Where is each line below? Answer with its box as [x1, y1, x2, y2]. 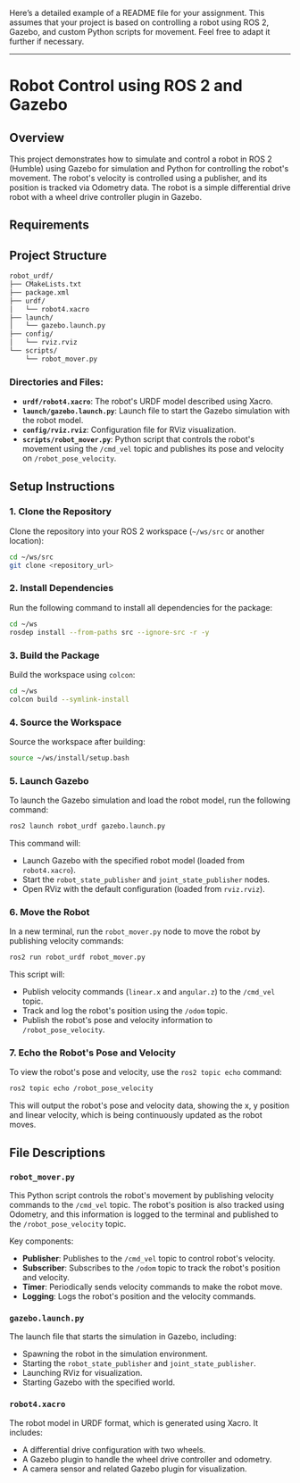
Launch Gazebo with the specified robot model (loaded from [21, 855, 246, 865]
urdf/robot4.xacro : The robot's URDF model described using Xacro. [21, 396, 273, 407]
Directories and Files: [9, 375, 104, 387]
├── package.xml [9, 287, 70, 297]
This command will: [9, 838, 81, 848]
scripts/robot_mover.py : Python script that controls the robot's [21, 434, 255, 445]
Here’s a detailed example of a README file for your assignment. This [9, 8, 265, 18]
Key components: [9, 1236, 74, 1246]
